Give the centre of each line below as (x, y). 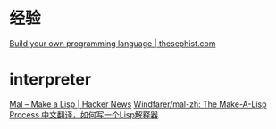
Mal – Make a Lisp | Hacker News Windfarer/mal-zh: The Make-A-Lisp (138, 104)
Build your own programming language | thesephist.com (113, 43)
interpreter (50, 80)
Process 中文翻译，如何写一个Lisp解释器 (84, 114)
